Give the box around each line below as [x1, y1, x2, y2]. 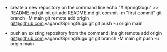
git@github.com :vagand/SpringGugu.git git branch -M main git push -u [10, 35, 159, 41]
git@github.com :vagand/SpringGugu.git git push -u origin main [10, 20, 143, 26]
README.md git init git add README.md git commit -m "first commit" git [10, 10, 162, 16]
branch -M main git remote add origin [10, 15, 89, 21]
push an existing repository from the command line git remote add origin [10, 30, 162, 36]
